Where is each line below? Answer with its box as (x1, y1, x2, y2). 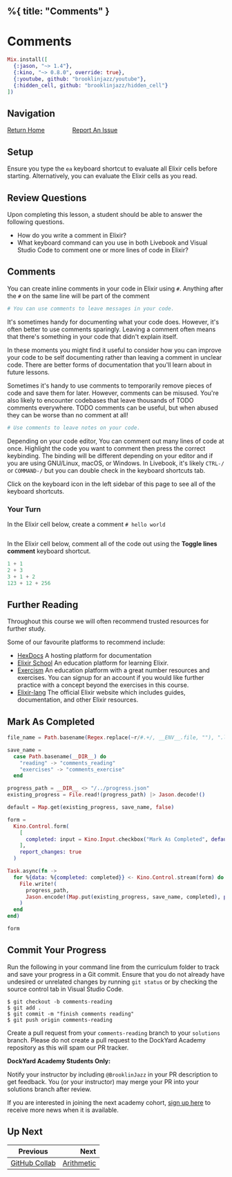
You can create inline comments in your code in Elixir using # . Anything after (7, 284, 224, 293)
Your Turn (7, 504, 41, 514)
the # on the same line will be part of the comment (7, 291, 150, 300)
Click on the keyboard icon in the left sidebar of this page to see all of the (7, 480, 216, 488)
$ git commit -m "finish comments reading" (7, 1010, 135, 1018)
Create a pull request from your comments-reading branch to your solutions (7, 1029, 221, 1037)
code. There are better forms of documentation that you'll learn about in (7, 360, 212, 369)
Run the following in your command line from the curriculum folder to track (7, 963, 220, 971)
